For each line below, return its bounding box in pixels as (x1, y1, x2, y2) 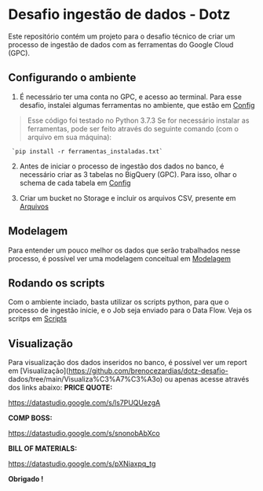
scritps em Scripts (8, 314, 68, 323)
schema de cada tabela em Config (19, 178, 131, 187)
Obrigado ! (8, 474, 44, 484)
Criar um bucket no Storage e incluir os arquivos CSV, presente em (19, 193, 236, 202)
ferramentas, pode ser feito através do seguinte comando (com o (27, 124, 239, 133)
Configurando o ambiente (8, 71, 137, 84)
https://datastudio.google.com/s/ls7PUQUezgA (8, 398, 161, 408)
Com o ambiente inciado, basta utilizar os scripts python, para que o (8, 297, 229, 307)
